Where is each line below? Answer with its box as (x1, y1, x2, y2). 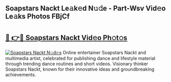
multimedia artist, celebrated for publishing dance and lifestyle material (5, 55, 156, 61)
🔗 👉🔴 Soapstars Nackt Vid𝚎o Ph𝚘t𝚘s (5, 33, 127, 42)
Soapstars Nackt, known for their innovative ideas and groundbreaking (5, 66, 155, 72)
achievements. (5, 72, 36, 77)
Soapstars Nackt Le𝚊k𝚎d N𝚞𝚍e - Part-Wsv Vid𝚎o (5, 4, 166, 13)
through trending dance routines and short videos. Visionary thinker (5, 61, 148, 67)
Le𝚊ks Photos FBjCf (5, 12, 70, 21)
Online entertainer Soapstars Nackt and (62, 50, 146, 55)
